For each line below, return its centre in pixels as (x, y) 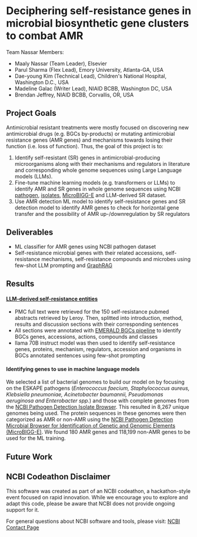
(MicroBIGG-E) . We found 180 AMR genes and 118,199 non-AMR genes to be (98, 432)
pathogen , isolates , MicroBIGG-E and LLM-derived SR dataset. (90, 195)
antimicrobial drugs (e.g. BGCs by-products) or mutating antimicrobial (91, 134)
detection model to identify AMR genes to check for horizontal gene (97, 208)
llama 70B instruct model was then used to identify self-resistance (95, 343)
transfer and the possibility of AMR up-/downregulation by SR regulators (102, 214)
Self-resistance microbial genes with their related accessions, (89, 253)
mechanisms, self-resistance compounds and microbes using (116, 259)
